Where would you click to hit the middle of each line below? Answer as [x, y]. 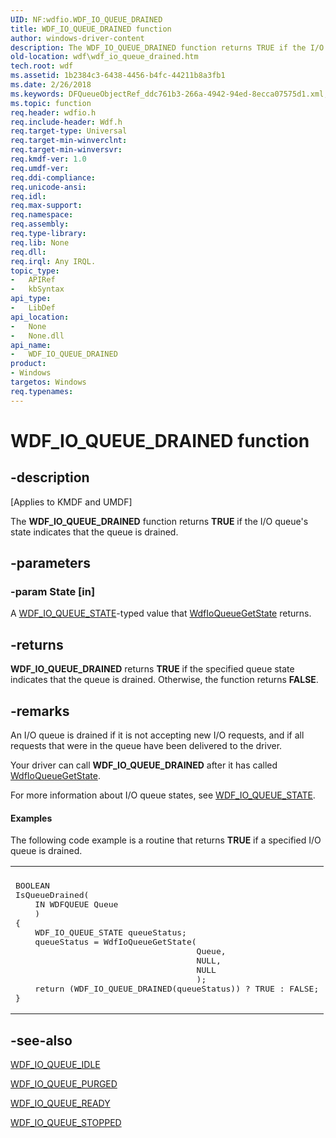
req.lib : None [40, 242]
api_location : [40, 317]
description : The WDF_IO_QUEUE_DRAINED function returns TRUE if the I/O [167, 47]
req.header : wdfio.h [53, 112]
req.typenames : [42, 391]
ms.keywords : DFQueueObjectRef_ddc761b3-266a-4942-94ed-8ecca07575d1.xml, [169, 94]
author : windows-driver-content [77, 38]
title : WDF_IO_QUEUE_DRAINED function [91, 29]
